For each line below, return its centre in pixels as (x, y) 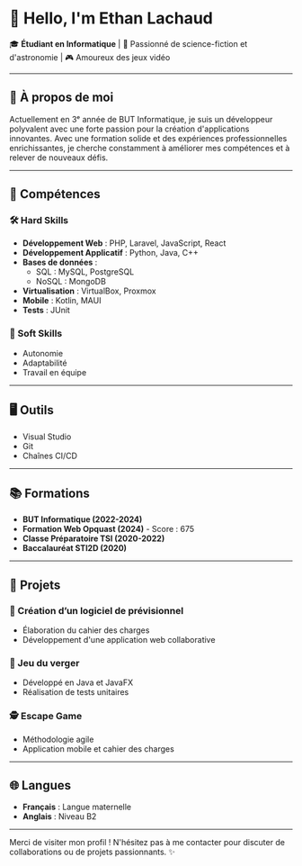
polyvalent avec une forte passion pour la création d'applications (129, 129)
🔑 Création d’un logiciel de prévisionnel (97, 610)
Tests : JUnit (46, 311)
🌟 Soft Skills (36, 334)
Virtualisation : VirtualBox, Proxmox (89, 291)
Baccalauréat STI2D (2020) (75, 548)
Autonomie (43, 353)
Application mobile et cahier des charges (98, 749)
